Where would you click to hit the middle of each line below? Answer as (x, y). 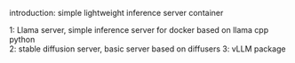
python (22, 39)
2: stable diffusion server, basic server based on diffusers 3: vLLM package (147, 49)
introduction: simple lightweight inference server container (116, 13)
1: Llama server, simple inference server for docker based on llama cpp (139, 30)
